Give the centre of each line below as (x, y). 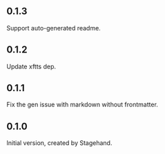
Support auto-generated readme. (54, 28)
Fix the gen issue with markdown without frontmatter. (82, 105)
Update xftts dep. (31, 66)
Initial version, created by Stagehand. (59, 143)
